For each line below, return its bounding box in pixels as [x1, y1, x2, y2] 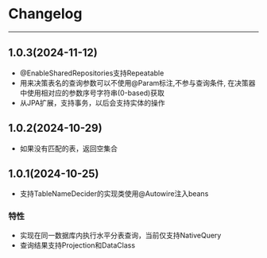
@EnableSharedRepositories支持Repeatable [19, 68, 164, 78]
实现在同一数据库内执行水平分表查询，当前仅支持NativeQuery [19, 230, 222, 240]
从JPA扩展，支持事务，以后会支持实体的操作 [19, 98, 165, 107]
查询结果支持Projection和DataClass [19, 240, 136, 250]
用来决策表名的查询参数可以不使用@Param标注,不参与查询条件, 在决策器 [19, 78, 256, 87]
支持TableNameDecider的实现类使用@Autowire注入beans [19, 189, 209, 198]
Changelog [8, 5, 83, 23]
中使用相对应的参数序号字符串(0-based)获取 [19, 88, 164, 98]
